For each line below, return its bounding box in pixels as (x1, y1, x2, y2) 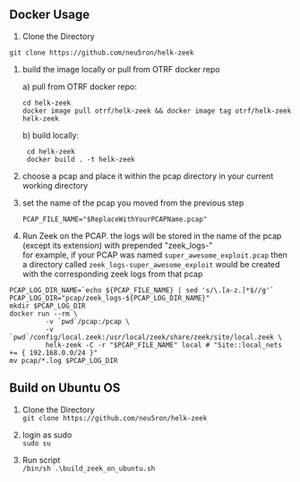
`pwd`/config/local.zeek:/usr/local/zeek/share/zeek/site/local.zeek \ (9, 333, 282, 342)
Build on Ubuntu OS (9, 380, 121, 396)
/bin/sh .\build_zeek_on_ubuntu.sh (21, 464, 156, 473)
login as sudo (21, 429, 73, 440)
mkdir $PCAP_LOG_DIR (9, 301, 87, 310)
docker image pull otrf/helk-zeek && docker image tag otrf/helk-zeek (21, 106, 292, 115)
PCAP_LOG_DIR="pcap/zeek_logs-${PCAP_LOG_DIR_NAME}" (9, 293, 210, 302)
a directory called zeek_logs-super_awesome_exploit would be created (21, 258, 280, 269)
